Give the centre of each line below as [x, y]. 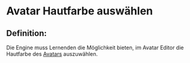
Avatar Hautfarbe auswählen [80, 11]
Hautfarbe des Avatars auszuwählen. [52, 54]
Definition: [27, 33]
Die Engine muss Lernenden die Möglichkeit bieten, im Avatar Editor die [95, 47]
